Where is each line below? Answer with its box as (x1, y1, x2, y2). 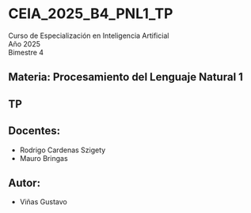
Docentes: (8, 124, 61, 138)
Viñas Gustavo (19, 197, 67, 207)
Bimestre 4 (8, 47, 44, 57)
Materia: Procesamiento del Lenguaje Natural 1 (8, 70, 244, 84)
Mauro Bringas (19, 153, 69, 163)
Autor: (8, 176, 41, 189)
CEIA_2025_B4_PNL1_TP (8, 5, 173, 23)
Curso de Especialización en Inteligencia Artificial (8, 31, 169, 40)
